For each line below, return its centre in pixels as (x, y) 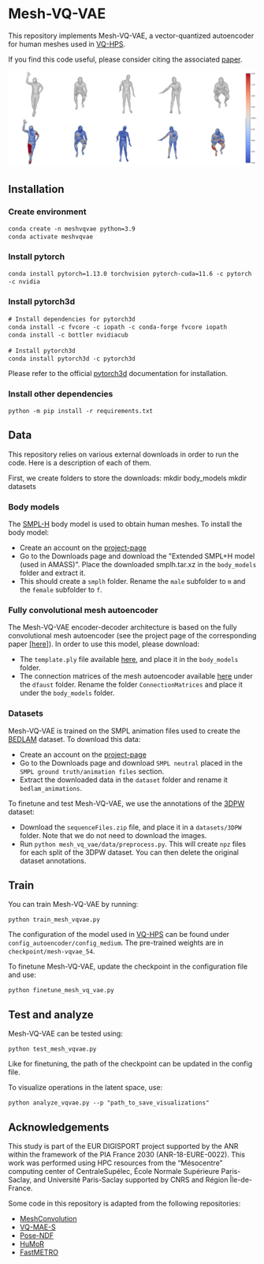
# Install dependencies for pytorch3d (72, 319)
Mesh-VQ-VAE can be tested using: (66, 1034)
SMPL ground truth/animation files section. (92, 771)
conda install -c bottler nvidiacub (68, 335)
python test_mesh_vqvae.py (52, 1049)
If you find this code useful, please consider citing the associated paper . (125, 59)
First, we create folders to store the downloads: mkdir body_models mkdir (128, 478)
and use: (22, 975)
